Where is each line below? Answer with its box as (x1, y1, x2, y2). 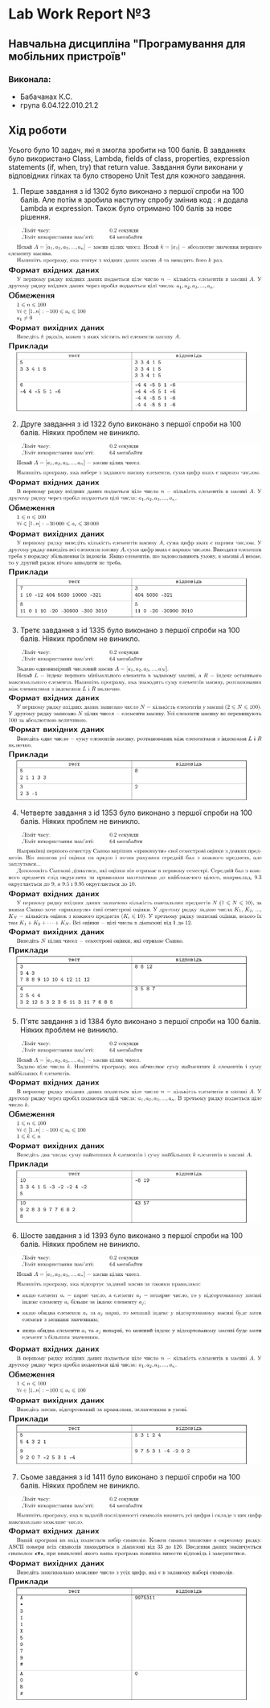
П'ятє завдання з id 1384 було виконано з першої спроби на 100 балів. (19, 1017, 261, 1027)
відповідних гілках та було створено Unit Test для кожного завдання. (8, 171, 246, 180)
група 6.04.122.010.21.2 (19, 100, 99, 109)
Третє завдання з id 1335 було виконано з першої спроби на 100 (19, 625, 240, 635)
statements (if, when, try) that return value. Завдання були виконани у (8, 162, 243, 171)
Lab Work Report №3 (8, 5, 151, 23)
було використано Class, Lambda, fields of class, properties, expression (8, 154, 251, 163)
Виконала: (8, 73, 51, 84)
